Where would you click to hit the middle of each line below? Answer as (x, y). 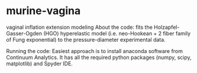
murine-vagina (43, 11)
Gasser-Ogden (24, 33)
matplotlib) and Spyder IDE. (39, 64)
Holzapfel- (167, 27)
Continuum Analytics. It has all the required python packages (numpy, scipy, (99, 57)
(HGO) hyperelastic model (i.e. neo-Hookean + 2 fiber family (117, 33)
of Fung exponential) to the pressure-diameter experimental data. (86, 39)
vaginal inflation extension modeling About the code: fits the (79, 27)
